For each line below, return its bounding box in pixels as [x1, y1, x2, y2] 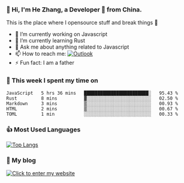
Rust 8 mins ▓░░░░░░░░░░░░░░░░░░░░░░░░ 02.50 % [6, 95, 179, 101]
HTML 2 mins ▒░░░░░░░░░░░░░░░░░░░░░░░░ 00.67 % [6, 106, 179, 112]
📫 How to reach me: [14, 50, 67, 58]
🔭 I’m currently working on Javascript [14, 31, 108, 38]
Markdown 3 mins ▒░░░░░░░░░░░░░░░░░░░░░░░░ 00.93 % [6, 100, 179, 107]
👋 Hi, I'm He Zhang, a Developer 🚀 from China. [6, 5, 142, 14]
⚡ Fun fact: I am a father [14, 59, 75, 67]
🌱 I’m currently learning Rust [14, 37, 86, 44]
